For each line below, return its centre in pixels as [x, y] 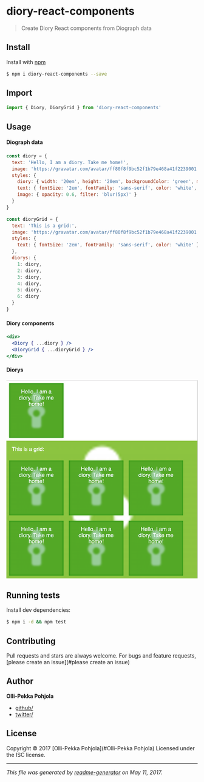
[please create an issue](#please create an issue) [68, 662]
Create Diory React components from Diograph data [86, 28]
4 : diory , [30, 284]
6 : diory [28, 296]
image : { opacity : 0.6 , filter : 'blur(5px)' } [77, 195]
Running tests [33, 595]
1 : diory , [30, 264]
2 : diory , [30, 271]
